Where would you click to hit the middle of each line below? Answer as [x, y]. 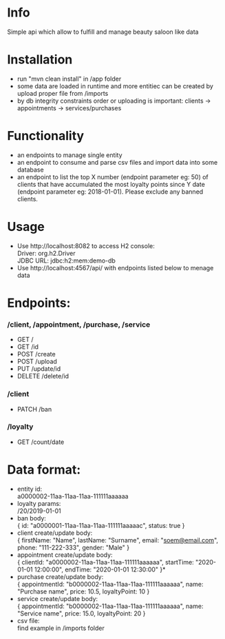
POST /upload [37, 362]
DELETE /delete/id [43, 376]
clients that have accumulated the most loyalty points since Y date [111, 184]
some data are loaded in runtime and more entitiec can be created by [115, 86]
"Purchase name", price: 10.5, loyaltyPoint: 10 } [83, 591]
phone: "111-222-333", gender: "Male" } [73, 547]
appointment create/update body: [65, 555]
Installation [40, 60]
